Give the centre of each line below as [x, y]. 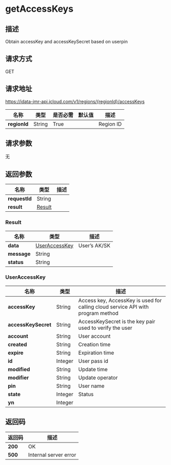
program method [98, 313]
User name [91, 386]
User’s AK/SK [94, 246]
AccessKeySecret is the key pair [117, 321]
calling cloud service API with [113, 307]
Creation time [94, 344]
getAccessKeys [39, 9]
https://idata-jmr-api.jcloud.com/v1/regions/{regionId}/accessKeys [75, 101]
